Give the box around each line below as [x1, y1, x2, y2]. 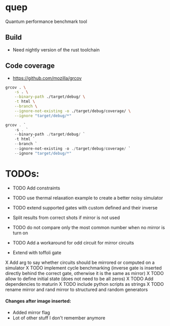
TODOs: [5, 168, 40, 179]
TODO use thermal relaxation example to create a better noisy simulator [12, 195, 163, 201]
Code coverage [5, 62, 55, 70]
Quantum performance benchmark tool [5, 18, 88, 24]
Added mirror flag [12, 309, 50, 315]
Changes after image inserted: [5, 298, 71, 304]
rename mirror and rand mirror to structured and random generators [5, 286, 148, 292]
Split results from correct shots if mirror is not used [12, 214, 120, 221]
